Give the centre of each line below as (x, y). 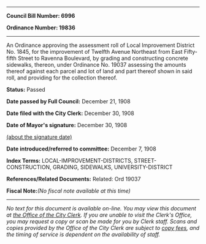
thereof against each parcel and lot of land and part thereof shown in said (99, 71)
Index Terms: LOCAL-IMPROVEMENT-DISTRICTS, (70, 161)
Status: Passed (26, 90)
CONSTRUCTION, (29, 167)
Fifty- (191, 52)
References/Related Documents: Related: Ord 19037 (74, 179)
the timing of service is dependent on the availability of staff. (83, 234)
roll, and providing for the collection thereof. (62, 78)
